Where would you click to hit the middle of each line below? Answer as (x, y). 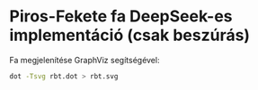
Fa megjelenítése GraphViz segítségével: (85, 60)
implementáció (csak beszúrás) (129, 35)
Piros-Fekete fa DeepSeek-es (121, 16)
